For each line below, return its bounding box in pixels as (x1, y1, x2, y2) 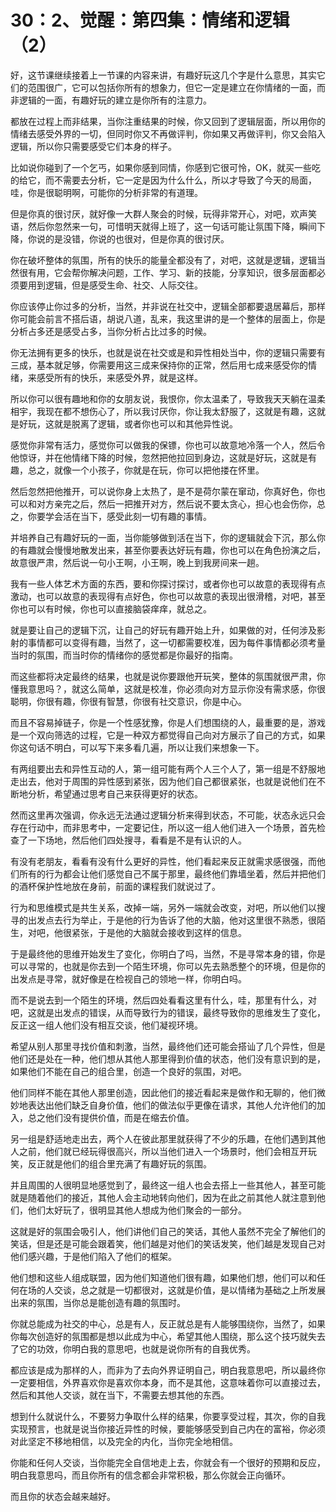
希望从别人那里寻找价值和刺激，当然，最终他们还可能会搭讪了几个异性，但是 (10, 1040, 326, 1052)
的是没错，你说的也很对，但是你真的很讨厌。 (44, 232, 230, 245)
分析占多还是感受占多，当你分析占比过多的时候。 (10, 325, 212, 337)
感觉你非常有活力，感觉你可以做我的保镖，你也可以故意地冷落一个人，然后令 (10, 439, 326, 451)
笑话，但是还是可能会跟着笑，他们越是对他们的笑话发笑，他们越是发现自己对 (10, 1237, 326, 1250)
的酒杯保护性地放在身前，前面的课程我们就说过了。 (10, 880, 221, 892)
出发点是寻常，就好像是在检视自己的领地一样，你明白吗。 (10, 972, 247, 985)
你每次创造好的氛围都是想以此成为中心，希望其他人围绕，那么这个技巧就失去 (10, 1330, 326, 1342)
